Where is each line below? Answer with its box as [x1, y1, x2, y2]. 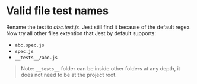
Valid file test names [6, 4, 109, 18]
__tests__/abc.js [14, 55, 58, 61]
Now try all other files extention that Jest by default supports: [6, 29, 156, 36]
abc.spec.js [14, 42, 45, 48]
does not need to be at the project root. [20, 71, 117, 78]
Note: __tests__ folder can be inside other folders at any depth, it [20, 65, 180, 72]
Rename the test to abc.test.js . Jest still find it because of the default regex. [6, 23, 191, 31]
